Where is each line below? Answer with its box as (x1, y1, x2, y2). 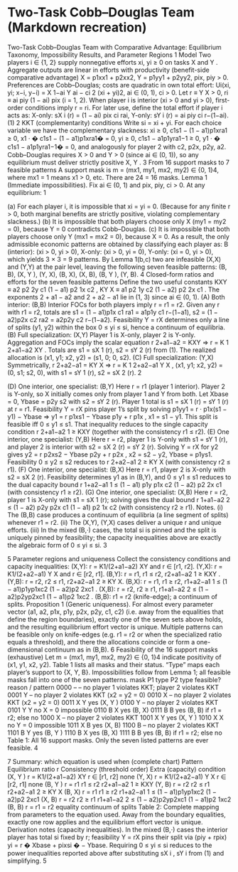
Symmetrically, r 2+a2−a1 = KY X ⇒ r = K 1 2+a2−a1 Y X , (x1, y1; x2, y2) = (7, 361, 224, 369)
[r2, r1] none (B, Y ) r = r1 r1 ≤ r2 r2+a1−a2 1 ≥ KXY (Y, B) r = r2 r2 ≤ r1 (7, 780, 210, 788)
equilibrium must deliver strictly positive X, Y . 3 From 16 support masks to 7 (7, 158, 229, 166)
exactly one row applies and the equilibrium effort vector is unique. (7, 817, 203, 826)
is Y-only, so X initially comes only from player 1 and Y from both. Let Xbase (7, 389, 229, 398)
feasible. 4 (7, 743, 38, 752)
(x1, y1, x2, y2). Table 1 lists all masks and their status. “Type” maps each (7, 660, 220, 669)
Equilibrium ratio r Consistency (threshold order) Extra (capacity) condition (7, 765, 226, 773)
